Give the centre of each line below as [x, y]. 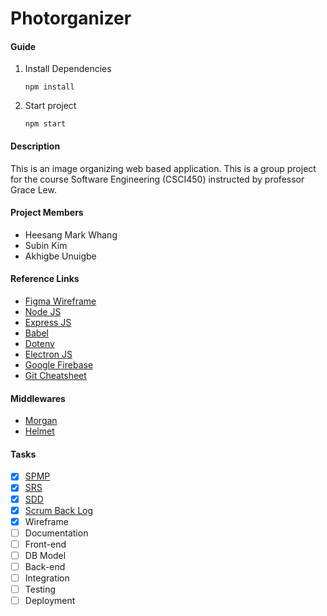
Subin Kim [46, 245]
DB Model [45, 555]
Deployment [50, 601]
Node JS [43, 311]
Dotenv [39, 343]
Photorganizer [71, 18]
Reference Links [45, 279]
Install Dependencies [68, 69]
